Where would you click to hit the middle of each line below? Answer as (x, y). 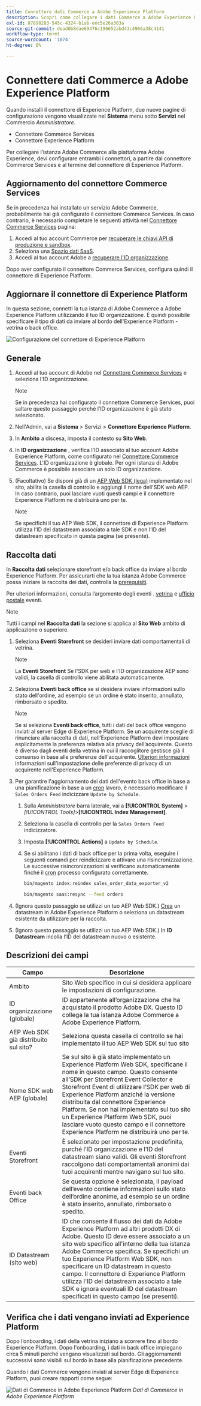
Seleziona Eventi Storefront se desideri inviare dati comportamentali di (102, 641)
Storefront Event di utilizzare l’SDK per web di (126, 1087)
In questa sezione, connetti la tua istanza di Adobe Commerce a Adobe (94, 309)
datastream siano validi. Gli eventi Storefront (124, 1156)
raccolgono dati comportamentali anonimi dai (126, 1164)
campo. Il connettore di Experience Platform (124, 1273)
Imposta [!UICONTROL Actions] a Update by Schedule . (91, 842)
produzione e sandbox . (43, 244)
